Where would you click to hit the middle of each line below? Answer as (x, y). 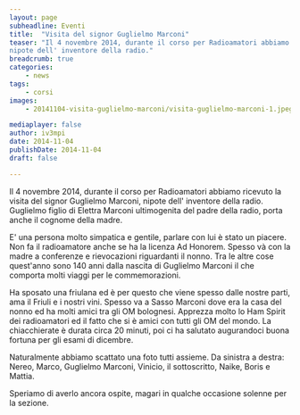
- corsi (39, 92)
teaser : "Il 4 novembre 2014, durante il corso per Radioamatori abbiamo (150, 42)
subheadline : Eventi (48, 26)
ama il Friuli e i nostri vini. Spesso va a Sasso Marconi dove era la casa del (146, 302)
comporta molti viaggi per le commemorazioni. (95, 275)
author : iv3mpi (37, 133)
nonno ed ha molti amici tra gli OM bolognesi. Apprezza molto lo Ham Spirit (147, 311)
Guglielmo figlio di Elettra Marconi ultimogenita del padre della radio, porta (146, 210)
